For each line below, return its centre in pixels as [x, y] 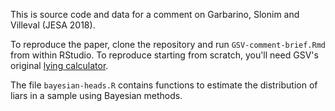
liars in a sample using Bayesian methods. [96, 95]
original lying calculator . [59, 65]
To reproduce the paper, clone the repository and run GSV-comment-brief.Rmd [168, 44]
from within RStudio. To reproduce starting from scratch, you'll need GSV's [164, 55]
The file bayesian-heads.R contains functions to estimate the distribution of [164, 85]
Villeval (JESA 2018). [53, 25]
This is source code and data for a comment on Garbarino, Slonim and [155, 14]
